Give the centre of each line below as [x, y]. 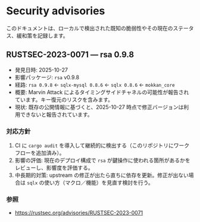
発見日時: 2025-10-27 [41, 70]
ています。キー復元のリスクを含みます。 [64, 99]
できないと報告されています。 [56, 114]
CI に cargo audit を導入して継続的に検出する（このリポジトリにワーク [102, 146]
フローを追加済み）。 [40, 153]
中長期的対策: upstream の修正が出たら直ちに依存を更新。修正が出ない [101, 175]
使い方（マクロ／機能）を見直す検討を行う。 [99, 183]
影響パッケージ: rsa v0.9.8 [47, 77]
